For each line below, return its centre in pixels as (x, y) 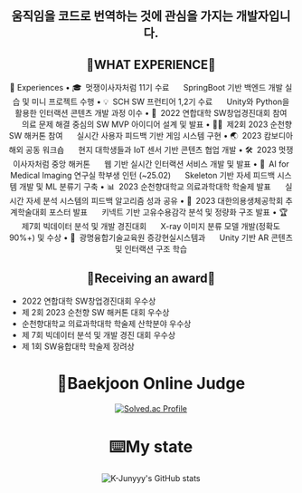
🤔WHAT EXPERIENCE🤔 (151, 65)
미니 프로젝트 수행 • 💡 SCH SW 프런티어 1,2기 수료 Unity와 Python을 (160, 101)
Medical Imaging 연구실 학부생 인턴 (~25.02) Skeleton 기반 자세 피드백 (143, 176)
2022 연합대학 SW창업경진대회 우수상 (89, 301)
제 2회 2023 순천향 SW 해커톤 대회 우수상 (95, 313)
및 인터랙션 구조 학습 (151, 249)
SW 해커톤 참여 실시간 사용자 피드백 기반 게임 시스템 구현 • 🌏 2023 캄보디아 (151, 136)
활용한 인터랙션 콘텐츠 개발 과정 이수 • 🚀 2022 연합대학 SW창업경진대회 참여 (151, 113)
